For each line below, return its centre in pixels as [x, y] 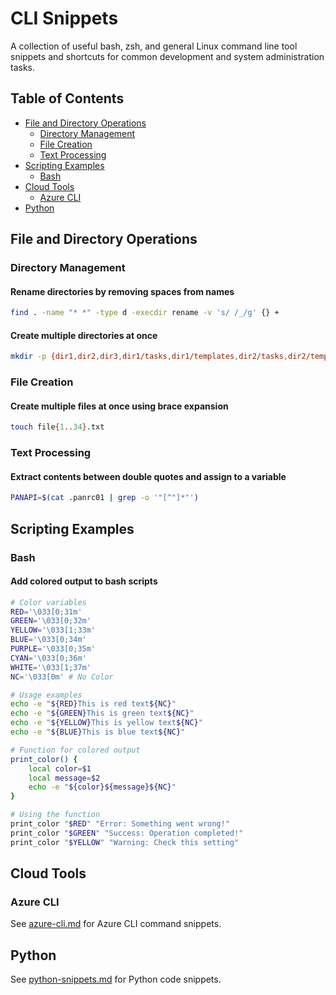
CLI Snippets [64, 18]
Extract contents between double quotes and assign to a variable [148, 476]
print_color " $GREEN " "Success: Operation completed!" [127, 833]
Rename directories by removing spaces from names [122, 291]
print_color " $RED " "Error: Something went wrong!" [120, 824]
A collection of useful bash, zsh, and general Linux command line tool [154, 46]
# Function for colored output [75, 750]
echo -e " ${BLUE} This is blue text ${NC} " [98, 732]
